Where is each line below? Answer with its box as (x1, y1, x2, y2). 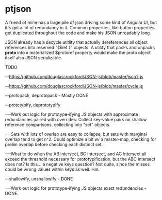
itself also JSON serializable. (5, 55, 62, 60)
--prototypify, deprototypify (5, 102, 61, 108)
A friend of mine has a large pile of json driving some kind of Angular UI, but (5, 19, 157, 25)
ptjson (5, 3, 32, 15)
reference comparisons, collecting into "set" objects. (5, 122, 111, 127)
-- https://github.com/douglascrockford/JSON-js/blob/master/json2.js (5, 73, 144, 79)
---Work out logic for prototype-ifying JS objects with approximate (5, 111, 138, 117)
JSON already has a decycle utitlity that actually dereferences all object (5, 39, 148, 45)
